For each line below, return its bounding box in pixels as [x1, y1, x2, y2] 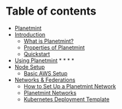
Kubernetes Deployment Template [23, 96, 110, 103]
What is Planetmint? [23, 37, 74, 44]
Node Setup [14, 63, 45, 71]
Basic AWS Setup [23, 69, 68, 77]
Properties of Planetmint [23, 44, 85, 51]
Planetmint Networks [23, 89, 77, 96]
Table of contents [5, 4, 97, 18]
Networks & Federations [14, 76, 76, 83]
